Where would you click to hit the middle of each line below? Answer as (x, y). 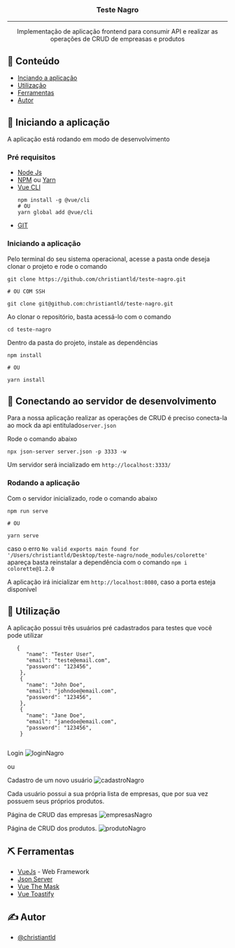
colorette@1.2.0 (31, 569)
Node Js (29, 172)
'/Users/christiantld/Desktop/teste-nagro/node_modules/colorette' (108, 555)
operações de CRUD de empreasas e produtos (117, 39)
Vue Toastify (36, 894)
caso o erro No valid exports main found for (73, 548)
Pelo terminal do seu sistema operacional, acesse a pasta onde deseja (108, 259)
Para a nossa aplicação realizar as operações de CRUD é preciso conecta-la (117, 418)
